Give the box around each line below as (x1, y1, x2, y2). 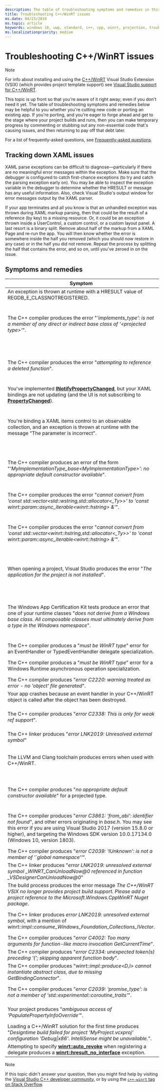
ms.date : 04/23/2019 (5, 16, 47, 21)
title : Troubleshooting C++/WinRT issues (5, 12, 91, 17)
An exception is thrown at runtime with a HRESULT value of (7, 288, 143, 295)
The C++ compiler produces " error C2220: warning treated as (7, 676, 151, 683)
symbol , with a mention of (7, 917, 67, 924)
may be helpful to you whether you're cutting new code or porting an (5, 106, 144, 112)
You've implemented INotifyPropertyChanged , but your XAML (7, 385, 151, 392)
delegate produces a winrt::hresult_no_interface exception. (7, 1049, 145, 1056)
